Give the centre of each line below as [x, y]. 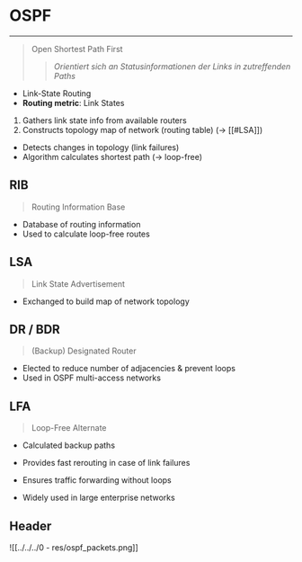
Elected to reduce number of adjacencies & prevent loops [129, 369]
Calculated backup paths [68, 445]
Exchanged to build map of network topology [106, 301]
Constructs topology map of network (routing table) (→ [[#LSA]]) [142, 129]
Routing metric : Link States [73, 103]
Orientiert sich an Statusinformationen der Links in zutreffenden [172, 66]
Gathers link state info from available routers [104, 120]
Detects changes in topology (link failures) [101, 147]
